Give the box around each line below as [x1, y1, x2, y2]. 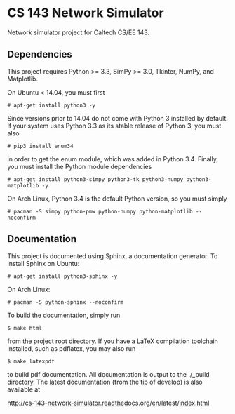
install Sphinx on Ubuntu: [7, 259, 80, 267]
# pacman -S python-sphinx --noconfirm [7, 298, 124, 306]
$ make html [7, 324, 42, 331]
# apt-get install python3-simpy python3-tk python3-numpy [7, 175, 184, 183]
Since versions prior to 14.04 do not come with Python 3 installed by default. [7, 114, 228, 122]
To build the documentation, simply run [7, 311, 121, 319]
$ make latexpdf [7, 358, 55, 365]
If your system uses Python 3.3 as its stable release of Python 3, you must [7, 121, 222, 130]
